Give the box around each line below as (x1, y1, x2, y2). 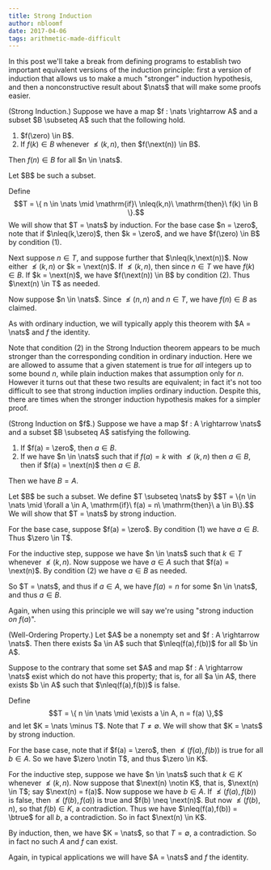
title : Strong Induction (8, 11, 92, 20)
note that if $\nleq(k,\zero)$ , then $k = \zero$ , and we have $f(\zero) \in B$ (8, 229, 260, 239)
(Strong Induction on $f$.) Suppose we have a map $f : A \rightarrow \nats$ (8, 419, 261, 429)
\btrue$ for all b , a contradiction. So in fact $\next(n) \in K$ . (8, 813, 207, 822)
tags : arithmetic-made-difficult (8, 34, 121, 43)
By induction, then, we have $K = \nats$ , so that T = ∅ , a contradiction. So (8, 828, 257, 838)
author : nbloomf (8, 19, 63, 27)
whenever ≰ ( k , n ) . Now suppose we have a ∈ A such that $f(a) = (8, 557, 230, 567)
